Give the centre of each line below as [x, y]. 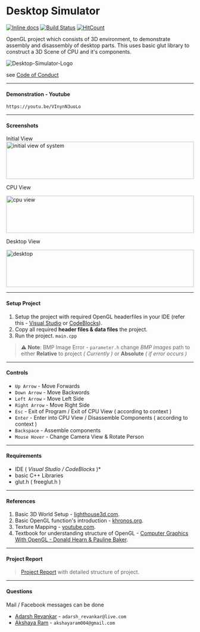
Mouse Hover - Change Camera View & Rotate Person [79, 436]
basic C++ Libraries [39, 475]
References [21, 501]
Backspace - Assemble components [58, 430]
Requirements [24, 456]
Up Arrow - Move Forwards [47, 386]
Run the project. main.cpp [46, 336]
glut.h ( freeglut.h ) [38, 482]
